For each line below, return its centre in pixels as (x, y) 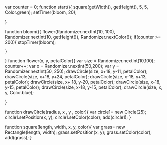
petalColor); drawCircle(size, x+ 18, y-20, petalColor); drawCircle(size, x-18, (83, 82)
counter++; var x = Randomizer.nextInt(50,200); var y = (62, 66)
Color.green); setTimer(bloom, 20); (41, 12)
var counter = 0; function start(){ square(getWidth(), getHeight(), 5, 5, (77, 7)
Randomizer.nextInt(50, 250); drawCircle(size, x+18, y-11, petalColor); (77, 71)
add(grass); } (19, 137)
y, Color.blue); (19, 92)
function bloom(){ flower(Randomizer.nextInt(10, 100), (60, 32)
